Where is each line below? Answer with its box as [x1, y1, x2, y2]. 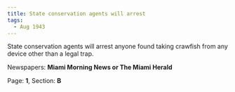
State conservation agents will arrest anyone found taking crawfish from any [7, 43, 228, 51]
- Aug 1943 [13, 23, 46, 30]
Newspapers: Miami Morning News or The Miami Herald [7, 63, 173, 72]
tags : [7, 17, 23, 24]
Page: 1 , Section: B [7, 77, 62, 85]
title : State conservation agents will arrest [7, 10, 146, 17]
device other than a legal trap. [7, 49, 94, 58]
